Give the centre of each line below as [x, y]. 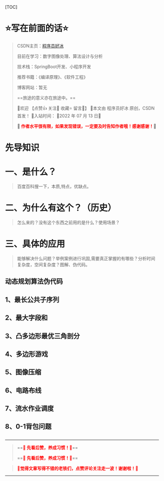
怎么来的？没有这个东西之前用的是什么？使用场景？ [68, 222]
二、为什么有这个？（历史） [61, 208]
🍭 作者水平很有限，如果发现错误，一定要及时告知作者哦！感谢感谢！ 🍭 [87, 126]
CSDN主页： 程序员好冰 [40, 45]
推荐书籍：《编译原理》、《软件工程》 [52, 77]
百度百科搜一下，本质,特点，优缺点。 [54, 186]
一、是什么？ [31, 172]
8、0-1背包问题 [28, 426]
